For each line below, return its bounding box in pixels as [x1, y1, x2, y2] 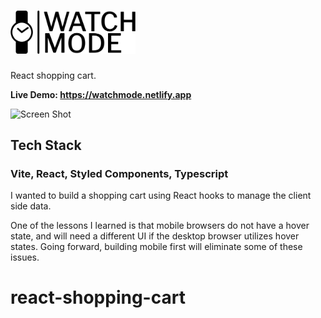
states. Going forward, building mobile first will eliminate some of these [10, 241, 303, 253]
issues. [10, 251, 40, 264]
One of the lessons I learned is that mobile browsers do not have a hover [10, 220, 310, 232]
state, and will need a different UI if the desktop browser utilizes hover [10, 230, 300, 242]
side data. [10, 200, 52, 212]
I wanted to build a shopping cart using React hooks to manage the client [10, 190, 312, 202]
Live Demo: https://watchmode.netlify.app [10, 88, 192, 100]
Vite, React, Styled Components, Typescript [10, 166, 229, 180]
